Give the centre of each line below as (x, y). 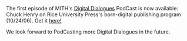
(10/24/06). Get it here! (34, 20)
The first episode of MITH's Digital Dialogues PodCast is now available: (92, 8)
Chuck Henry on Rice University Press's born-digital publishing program (93, 14)
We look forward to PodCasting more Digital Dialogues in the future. (88, 32)
